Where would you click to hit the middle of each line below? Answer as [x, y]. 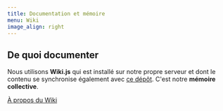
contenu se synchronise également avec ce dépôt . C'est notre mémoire [111, 79]
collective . [23, 87]
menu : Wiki [23, 20]
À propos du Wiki [32, 100]
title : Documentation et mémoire [56, 14]
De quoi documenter [53, 55]
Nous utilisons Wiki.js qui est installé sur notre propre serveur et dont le [111, 72]
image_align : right [36, 27]
